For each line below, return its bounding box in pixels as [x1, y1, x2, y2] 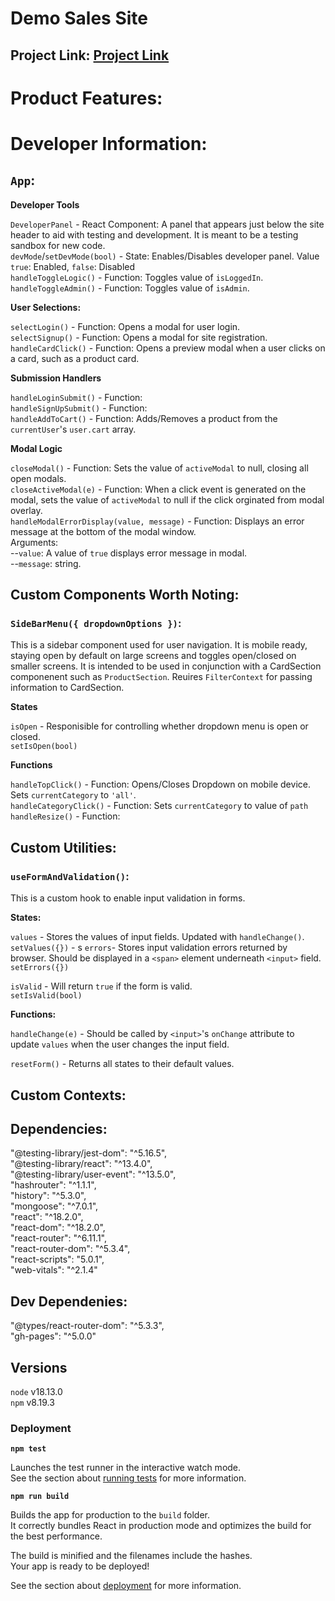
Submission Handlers [10, 372, 102, 384]
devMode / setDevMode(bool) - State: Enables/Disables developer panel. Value [10, 250, 320, 262]
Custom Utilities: [10, 839, 117, 856]
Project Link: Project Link [10, 47, 170, 64]
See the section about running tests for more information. [10, 1472, 247, 1484]
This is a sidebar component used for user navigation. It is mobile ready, [10, 639, 308, 651]
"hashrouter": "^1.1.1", [10, 1179, 97, 1191]
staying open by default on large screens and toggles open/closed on [10, 650, 297, 662]
